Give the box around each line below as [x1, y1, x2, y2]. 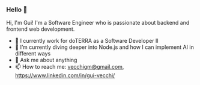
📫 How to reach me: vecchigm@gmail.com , [14, 63, 124, 71]
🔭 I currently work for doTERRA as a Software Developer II [14, 37, 159, 45]
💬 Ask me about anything [14, 57, 77, 64]
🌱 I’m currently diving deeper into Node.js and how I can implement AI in [14, 43, 194, 51]
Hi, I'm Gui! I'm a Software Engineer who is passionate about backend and [6, 19, 190, 27]
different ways [14, 50, 51, 57]
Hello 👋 [6, 5, 28, 14]
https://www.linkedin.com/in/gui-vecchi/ [14, 72, 115, 79]
